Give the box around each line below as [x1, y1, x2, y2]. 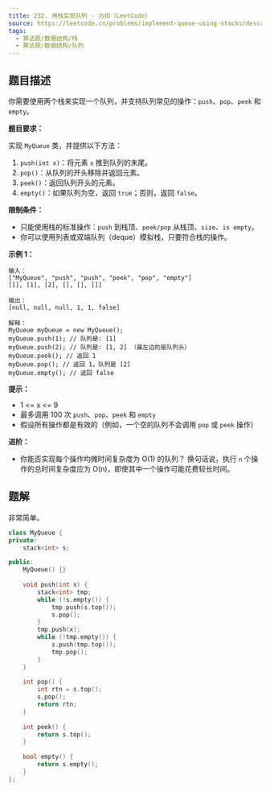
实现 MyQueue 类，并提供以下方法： [8, 140, 122, 150]
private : [8, 536, 38, 544]
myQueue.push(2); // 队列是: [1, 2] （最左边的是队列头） [8, 343, 191, 351]
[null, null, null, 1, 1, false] [8, 303, 121, 311]
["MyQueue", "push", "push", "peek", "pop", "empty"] [8, 274, 193, 282]
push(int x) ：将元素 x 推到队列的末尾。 [19, 158, 153, 167]
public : [8, 558, 35, 566]
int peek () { [22, 723, 67, 731]
